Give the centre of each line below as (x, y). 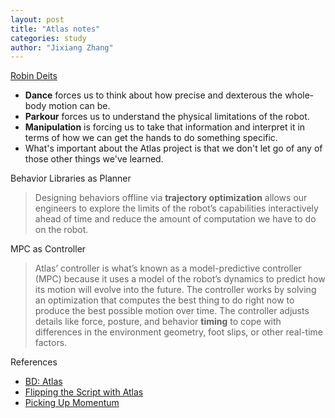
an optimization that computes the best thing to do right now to (164, 300)
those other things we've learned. (94, 159)
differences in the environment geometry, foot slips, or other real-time (178, 332)
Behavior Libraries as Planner (71, 178)
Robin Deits (34, 76)
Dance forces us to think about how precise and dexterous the (153, 95)
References (34, 362)
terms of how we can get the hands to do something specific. (151, 138)
